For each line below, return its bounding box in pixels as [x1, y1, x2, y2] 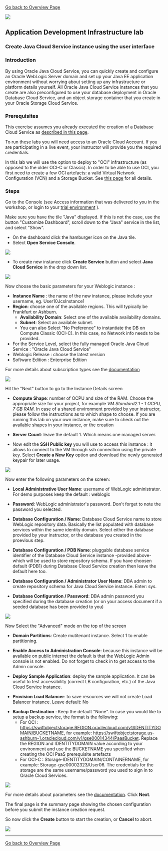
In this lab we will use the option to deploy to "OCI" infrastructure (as [5, 159, 147, 165]
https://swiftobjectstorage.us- [93, 730, 155, 736]
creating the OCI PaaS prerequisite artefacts [19, 751, 111, 757]
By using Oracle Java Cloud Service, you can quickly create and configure [5, 68, 158, 74]
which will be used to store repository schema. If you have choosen [12, 558, 152, 564]
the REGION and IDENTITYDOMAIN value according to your [19, 741, 143, 747]
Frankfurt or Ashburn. [12, 309, 57, 315]
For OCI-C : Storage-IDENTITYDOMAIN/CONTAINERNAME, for [19, 756, 149, 763]
